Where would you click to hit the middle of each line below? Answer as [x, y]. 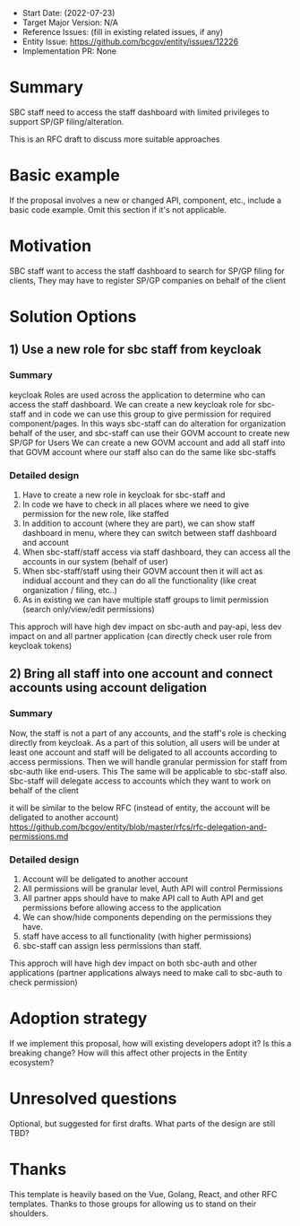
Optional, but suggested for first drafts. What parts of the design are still [142, 1123]
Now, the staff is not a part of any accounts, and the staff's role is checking [148, 733]
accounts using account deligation [108, 688]
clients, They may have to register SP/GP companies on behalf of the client [148, 280]
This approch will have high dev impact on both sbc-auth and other [133, 963]
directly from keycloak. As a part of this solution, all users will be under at [145, 742]
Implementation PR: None [69, 51]
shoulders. [29, 1213]
